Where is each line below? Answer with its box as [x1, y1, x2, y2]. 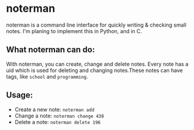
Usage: [6, 90, 34, 100]
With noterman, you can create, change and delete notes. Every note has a [6, 60, 189, 67]
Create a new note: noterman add [14, 106, 95, 113]
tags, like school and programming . [6, 73, 89, 80]
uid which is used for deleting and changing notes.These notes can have [6, 67, 183, 74]
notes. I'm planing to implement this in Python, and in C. [6, 27, 143, 34]
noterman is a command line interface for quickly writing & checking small [6, 21, 187, 28]
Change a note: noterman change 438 [14, 112, 105, 119]
